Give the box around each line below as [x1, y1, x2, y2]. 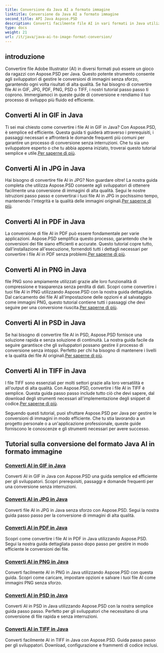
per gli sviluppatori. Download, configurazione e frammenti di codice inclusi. [5, 642, 159, 648]
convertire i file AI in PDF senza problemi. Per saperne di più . [5, 251, 126, 257]
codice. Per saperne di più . [5, 400, 58, 407]
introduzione [5, 52, 45, 61]
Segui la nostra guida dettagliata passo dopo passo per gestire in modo [5, 541, 149, 547]
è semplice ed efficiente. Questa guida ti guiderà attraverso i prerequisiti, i [5, 129, 154, 135]
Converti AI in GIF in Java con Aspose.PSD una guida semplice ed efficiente [5, 473, 158, 479]
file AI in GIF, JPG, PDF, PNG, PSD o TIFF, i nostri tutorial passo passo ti [5, 86, 149, 92]
